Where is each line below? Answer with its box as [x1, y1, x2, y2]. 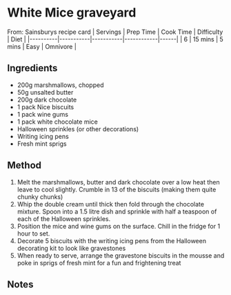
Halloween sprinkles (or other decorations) [17, 124, 139, 133]
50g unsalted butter [17, 88, 74, 96]
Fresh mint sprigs [17, 140, 67, 148]
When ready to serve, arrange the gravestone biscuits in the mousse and [17, 251, 225, 260]
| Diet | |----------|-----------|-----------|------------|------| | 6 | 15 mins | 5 [7, 35, 224, 43]
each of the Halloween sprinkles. [17, 214, 111, 222]
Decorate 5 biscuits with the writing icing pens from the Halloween [17, 236, 207, 245]
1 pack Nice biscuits [17, 102, 74, 111]
